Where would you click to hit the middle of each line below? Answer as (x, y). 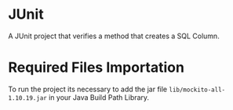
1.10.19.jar (27, 98)
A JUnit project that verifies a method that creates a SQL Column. (114, 36)
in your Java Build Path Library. (99, 97)
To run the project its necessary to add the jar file (88, 89)
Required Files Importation (96, 67)
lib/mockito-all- (197, 90)
